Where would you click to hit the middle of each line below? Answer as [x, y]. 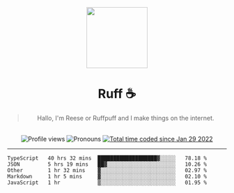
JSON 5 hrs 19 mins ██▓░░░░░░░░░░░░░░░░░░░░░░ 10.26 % [107, 164]
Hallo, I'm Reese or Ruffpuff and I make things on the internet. [126, 118]
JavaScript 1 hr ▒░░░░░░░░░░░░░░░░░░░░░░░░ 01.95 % [107, 183]
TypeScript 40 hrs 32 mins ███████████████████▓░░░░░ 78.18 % [107, 158]
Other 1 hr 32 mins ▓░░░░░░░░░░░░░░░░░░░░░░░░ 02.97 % [107, 170]
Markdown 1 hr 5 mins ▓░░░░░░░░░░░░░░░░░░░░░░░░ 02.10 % [107, 176]
